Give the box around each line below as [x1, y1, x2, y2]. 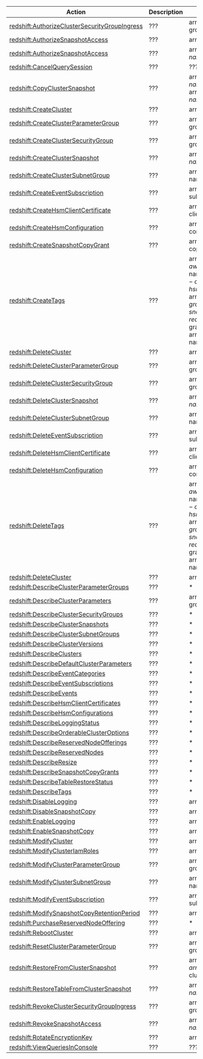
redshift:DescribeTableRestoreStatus [9, 778, 114, 786]
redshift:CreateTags [9, 297, 65, 304]
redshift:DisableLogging [9, 798, 77, 805]
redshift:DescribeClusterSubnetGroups [9, 630, 120, 638]
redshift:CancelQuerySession [9, 63, 92, 71]
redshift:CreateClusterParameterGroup [9, 119, 120, 127]
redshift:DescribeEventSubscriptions [9, 679, 114, 687]
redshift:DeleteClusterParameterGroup [9, 361, 119, 369]
